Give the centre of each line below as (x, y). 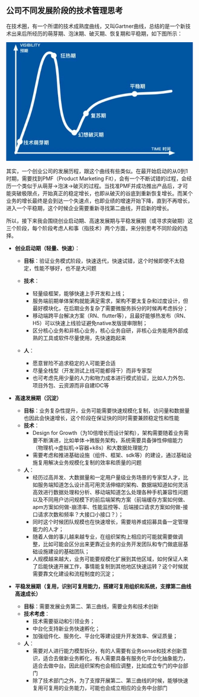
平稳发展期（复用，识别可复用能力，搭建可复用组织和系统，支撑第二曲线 (103, 587)
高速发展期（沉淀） (38, 398)
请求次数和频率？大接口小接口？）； (81, 514)
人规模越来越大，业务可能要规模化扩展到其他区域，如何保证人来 (110, 559)
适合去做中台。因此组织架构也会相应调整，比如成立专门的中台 (108, 666)
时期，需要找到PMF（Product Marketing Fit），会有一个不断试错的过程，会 (97, 179)
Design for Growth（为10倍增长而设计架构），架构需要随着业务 (108, 433)
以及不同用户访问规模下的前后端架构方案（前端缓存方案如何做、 (110, 499)
